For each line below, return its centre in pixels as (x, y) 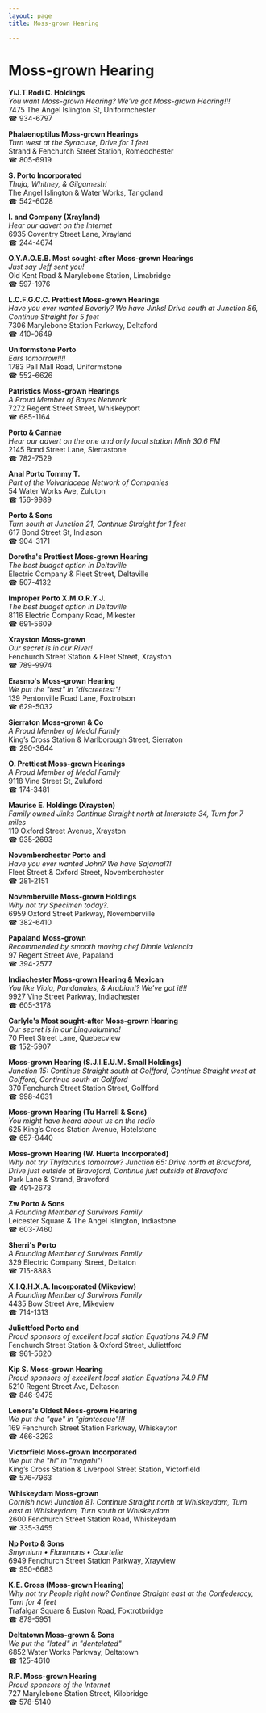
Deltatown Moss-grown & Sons (62, 1635)
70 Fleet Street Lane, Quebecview (64, 1038)
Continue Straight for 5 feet (54, 317)
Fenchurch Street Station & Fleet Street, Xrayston (90, 657)
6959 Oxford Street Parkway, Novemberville (82, 914)
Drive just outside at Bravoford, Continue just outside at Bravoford (118, 1171)
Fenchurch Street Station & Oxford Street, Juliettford (96, 1345)
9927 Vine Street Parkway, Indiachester (74, 997)
